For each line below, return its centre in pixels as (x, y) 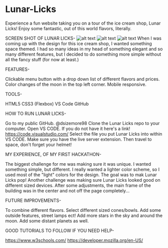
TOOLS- (14, 94)
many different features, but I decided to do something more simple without (83, 54)
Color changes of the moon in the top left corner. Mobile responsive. (76, 84)
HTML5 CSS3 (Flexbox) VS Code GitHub (47, 103)
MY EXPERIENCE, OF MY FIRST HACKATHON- (53, 154)
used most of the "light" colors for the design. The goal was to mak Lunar (81, 175)
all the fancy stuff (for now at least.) (42, 59)
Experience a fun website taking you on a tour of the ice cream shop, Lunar (83, 23)
